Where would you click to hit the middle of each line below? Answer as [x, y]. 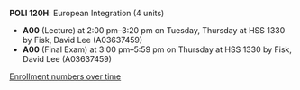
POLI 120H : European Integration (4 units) [87, 13]
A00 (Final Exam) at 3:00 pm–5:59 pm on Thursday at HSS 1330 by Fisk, [157, 49]
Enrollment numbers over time [65, 76]
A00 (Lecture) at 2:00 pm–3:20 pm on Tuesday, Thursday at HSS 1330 [154, 30]
